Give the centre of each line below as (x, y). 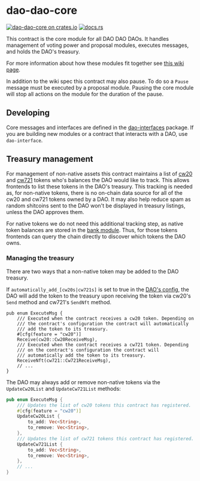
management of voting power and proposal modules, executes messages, (98, 45)
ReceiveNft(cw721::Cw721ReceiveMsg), (64, 360)
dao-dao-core (42, 11)
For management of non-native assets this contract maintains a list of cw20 (99, 173)
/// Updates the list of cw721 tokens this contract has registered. (106, 439)
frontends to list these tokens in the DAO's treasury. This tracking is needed (99, 186)
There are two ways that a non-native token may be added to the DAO (93, 271)
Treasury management (50, 159)
